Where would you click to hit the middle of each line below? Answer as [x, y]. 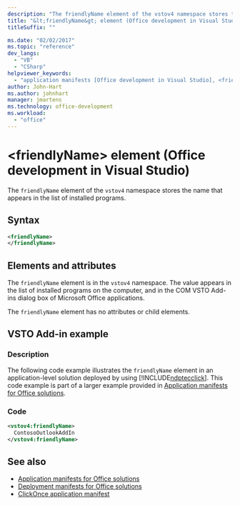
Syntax [24, 220]
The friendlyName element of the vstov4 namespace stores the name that [115, 190]
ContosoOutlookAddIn [44, 433]
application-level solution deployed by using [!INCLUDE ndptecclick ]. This [115, 377]
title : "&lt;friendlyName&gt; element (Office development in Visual [113, 21]
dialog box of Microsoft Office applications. [81, 298]
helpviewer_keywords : [40, 73]
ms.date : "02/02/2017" [41, 40]
